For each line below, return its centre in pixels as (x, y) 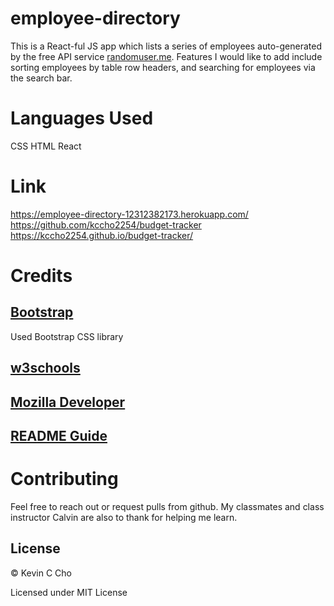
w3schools (45, 368)
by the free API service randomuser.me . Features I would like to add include (166, 56)
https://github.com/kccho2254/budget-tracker (106, 224)
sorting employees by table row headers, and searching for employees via (163, 67)
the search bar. (41, 78)
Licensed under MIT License (69, 592)
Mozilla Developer (68, 402)
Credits (41, 276)
